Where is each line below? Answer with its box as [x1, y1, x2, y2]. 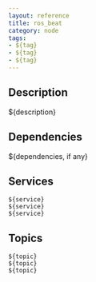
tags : [8, 34, 26, 42]
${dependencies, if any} [8, 151, 88, 161]
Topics [8, 231, 43, 244]
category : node [8, 26, 59, 34]
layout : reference [8, 11, 70, 20]
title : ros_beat [8, 19, 62, 27]
